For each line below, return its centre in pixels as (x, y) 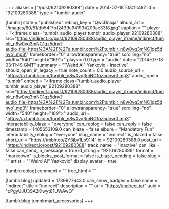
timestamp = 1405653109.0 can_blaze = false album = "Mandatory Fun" (80, 129)
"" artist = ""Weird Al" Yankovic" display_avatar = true (61, 161)
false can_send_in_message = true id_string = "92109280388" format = (79, 150)
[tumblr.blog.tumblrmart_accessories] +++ (49, 201)
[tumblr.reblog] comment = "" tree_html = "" (51, 171)
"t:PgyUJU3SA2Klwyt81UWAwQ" (40, 191)
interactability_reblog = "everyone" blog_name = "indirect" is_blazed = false (84, 134)
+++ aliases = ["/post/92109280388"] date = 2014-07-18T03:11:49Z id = (80, 7)
